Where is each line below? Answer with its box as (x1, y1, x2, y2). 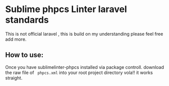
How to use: (5, 51, 44, 59)
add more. (5, 36, 27, 42)
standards (5, 14, 49, 26)
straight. (5, 74, 23, 81)
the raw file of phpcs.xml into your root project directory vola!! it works (5, 69, 153, 75)
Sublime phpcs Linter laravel (5, 4, 127, 15)
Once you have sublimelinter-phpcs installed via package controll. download (5, 64, 164, 70)
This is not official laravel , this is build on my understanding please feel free (5, 31, 163, 37)
